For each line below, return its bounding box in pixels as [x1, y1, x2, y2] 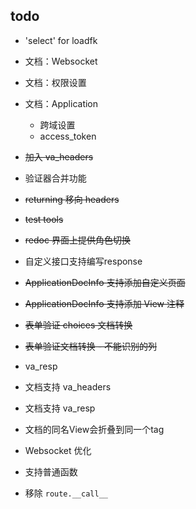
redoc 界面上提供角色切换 [24, 234, 131, 246]
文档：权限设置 [24, 76, 87, 88]
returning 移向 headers [24, 193, 120, 205]
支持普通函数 [24, 465, 78, 478]
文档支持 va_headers [24, 380, 112, 393]
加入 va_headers [24, 150, 94, 163]
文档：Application [24, 97, 99, 109]
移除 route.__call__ [24, 487, 108, 499]
